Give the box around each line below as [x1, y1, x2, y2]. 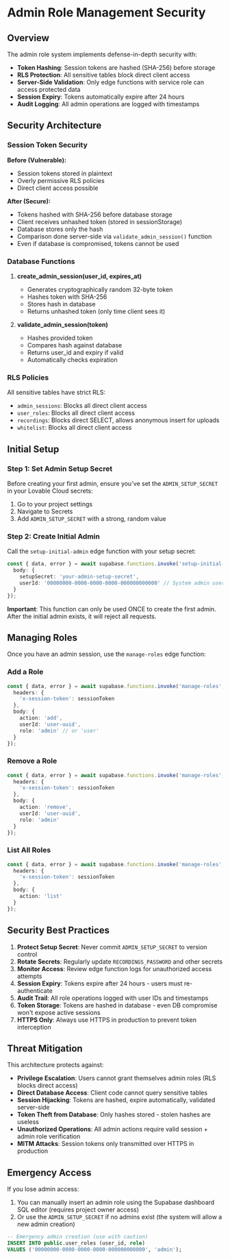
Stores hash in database [27, 300, 96, 308]
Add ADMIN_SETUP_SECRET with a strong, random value [16, 514, 166, 522]
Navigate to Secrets [16, 507, 73, 515]
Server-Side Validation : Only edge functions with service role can [16, 78, 204, 86]
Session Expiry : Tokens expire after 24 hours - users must [16, 979, 183, 988]
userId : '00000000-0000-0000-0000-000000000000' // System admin [19, 579, 210, 587]
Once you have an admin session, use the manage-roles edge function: [7, 650, 207, 659]
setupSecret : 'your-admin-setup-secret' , [19, 574, 139, 580]
